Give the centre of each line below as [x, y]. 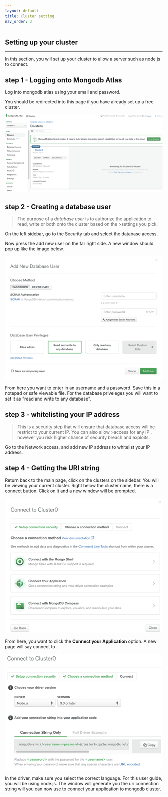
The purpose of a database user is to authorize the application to [84, 219]
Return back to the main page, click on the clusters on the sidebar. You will [82, 480]
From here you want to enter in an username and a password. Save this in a [83, 388]
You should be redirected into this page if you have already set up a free [79, 102]
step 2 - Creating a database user [58, 206]
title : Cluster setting [30, 16]
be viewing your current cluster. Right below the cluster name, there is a [79, 485]
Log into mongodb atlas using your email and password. [63, 92]
